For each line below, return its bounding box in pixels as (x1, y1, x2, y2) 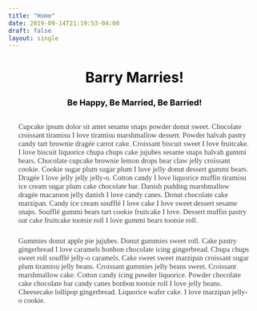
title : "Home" (8, 11, 56, 20)
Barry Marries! (85, 69, 184, 87)
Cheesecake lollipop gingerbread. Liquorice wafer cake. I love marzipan (18, 288, 231, 297)
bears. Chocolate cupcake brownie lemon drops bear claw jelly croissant (18, 155, 231, 165)
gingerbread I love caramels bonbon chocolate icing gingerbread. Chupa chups (18, 245, 250, 254)
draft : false (8, 26, 52, 34)
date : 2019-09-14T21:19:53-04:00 (8, 19, 120, 27)
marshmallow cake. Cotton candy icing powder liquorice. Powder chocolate (18, 270, 242, 280)
